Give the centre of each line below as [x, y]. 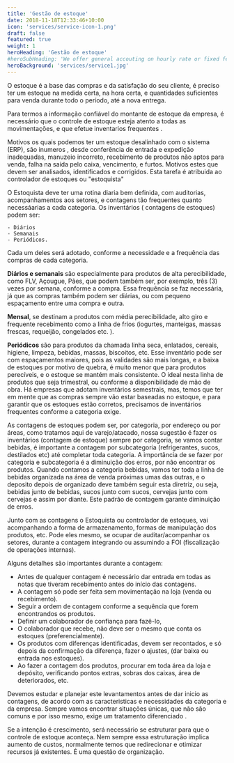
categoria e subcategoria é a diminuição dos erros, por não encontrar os [111, 462]
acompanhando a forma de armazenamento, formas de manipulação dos [112, 527]
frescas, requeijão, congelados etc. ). [61, 331]
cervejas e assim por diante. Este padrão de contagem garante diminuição [114, 499]
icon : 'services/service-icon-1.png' [62, 26]
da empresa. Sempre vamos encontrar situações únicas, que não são [107, 709]
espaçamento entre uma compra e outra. [66, 303]
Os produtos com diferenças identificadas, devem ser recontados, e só [119, 643]
